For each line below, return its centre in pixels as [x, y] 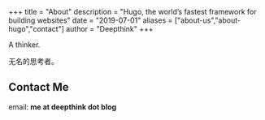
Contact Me [39, 87]
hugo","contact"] [37, 29]
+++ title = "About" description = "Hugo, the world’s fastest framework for [133, 12]
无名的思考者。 [33, 61]
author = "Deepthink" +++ [110, 29]
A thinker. [24, 45]
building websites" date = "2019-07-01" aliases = [91, 20]
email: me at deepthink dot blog [63, 107]
